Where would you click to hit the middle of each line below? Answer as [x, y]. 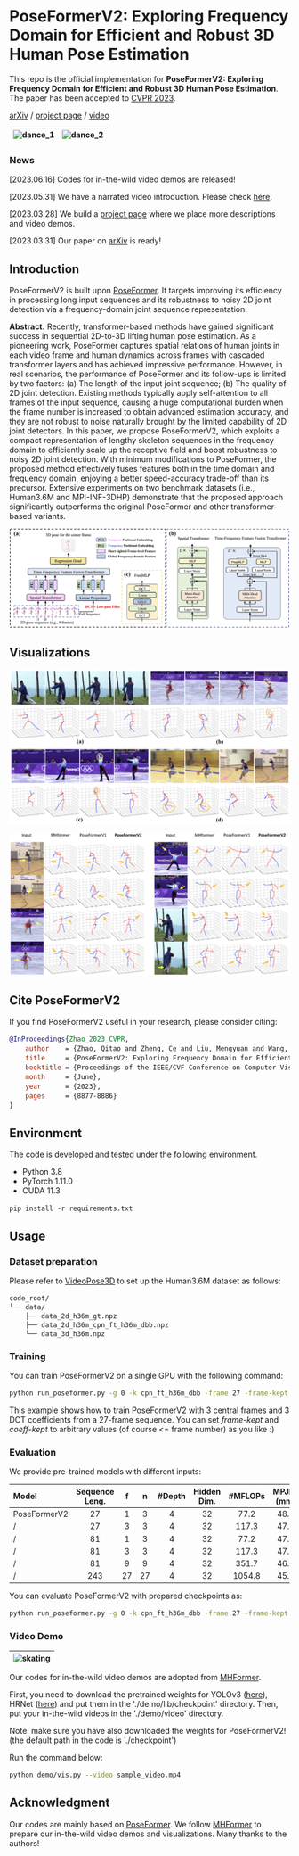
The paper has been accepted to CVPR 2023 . [93, 98]
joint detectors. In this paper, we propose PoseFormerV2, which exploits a [145, 431]
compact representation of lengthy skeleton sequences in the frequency [141, 441]
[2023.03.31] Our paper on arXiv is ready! [85, 241]
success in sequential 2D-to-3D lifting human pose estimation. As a [133, 336]
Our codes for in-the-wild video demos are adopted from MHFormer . [135, 1678]
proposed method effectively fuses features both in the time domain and [142, 469]
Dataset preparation [53, 1261]
